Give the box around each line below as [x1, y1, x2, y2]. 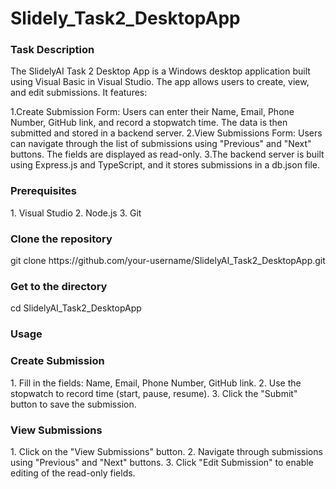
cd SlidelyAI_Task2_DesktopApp [10, 302, 142, 314]
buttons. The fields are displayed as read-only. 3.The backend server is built [10, 148, 325, 161]
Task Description [10, 43, 95, 57]
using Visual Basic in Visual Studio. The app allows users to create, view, [10, 76, 310, 88]
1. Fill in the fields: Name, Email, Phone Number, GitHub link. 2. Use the [10, 377, 302, 389]
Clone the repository [10, 232, 113, 246]
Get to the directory [10, 280, 108, 293]
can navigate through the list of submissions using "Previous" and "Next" [10, 138, 312, 150]
